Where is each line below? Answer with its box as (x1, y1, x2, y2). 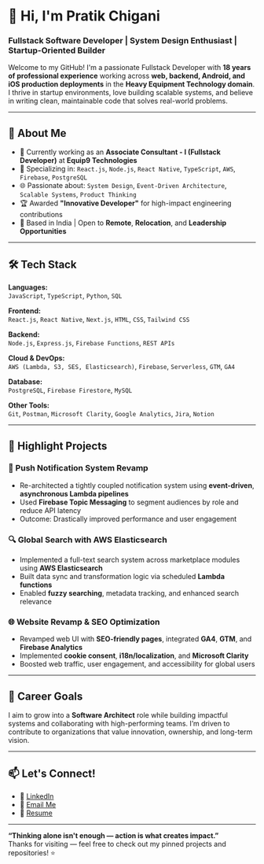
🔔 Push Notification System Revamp (8, 463, 148, 474)
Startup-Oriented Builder (8, 45, 106, 56)
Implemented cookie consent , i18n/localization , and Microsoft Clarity (19, 651, 249, 660)
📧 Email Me (19, 800, 57, 810)
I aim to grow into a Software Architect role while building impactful (8, 711, 228, 720)
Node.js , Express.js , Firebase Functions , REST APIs (8, 338, 175, 348)
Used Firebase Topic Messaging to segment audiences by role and (19, 497, 239, 507)
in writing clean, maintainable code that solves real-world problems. (8, 96, 228, 105)
